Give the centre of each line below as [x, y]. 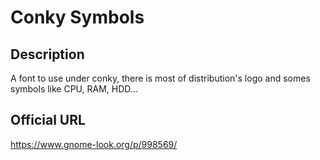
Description [47, 54]
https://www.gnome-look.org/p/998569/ [94, 144]
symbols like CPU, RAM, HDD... [74, 89]
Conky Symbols [77, 17]
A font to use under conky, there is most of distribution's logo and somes [160, 78]
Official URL [48, 120]
